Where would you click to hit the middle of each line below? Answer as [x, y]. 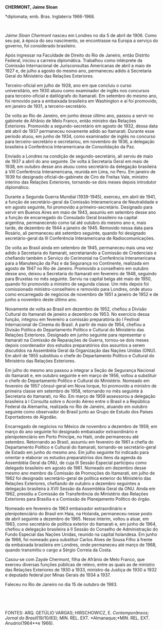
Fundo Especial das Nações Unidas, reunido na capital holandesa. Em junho [81, 534]
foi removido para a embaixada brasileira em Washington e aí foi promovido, [81, 101]
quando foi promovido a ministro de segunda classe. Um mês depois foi [77, 284]
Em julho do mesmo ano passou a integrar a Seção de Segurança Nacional [80, 370]
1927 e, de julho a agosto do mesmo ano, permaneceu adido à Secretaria [78, 71]
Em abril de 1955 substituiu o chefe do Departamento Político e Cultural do [80, 356]
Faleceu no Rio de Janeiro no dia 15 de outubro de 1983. [61, 584]
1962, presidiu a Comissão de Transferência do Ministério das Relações [77, 494]
